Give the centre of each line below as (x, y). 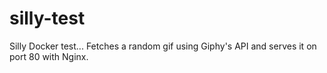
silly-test (47, 18)
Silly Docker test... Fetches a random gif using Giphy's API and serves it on (163, 46)
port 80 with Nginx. (49, 56)
